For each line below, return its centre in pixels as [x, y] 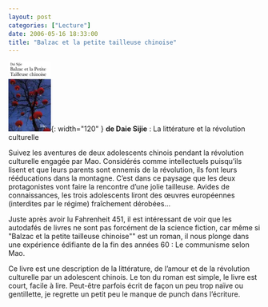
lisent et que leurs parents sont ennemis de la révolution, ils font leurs [123, 170]
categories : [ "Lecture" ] [50, 25]
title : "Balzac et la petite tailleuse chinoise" [93, 42]
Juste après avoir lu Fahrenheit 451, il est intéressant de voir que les [120, 219]
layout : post [30, 17]
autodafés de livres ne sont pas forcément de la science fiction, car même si [134, 228]
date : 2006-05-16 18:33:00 [53, 34]
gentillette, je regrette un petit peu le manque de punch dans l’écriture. [124, 294]
